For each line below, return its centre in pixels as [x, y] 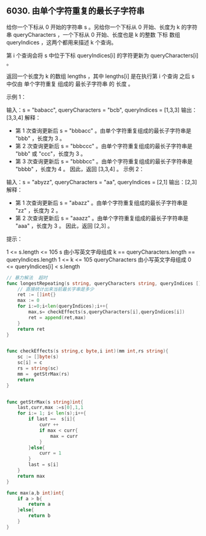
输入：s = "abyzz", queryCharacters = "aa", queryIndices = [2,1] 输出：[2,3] [102, 182]
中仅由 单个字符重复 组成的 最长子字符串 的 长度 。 [70, 84]
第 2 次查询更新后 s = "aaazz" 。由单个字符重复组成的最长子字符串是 [102, 218]
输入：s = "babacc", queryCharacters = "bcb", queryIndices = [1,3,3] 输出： [102, 110]
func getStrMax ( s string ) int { [45, 402]
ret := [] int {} [37, 295]
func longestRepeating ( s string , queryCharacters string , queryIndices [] [104, 283]
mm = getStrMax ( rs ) [44, 374]
